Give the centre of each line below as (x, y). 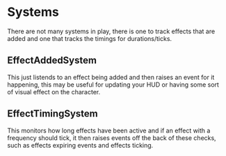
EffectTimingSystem (53, 114)
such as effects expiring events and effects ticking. (80, 145)
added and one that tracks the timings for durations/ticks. (90, 38)
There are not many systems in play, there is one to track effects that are (111, 31)
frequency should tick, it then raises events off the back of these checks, (112, 138)
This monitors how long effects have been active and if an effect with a (109, 130)
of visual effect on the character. (54, 92)
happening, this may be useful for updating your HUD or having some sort (113, 85)
